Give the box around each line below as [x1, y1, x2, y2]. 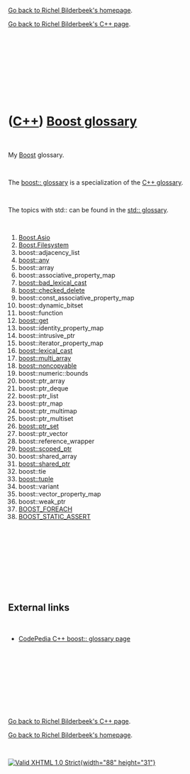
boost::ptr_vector [18, 429, 68, 437]
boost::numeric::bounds [18, 369, 89, 377]
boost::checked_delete [18, 285, 86, 294]
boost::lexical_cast [18, 346, 73, 354]
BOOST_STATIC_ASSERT [18, 512, 91, 520]
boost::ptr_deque [18, 383, 69, 393]
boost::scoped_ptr [18, 444, 72, 453]
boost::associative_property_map [18, 271, 116, 279]
